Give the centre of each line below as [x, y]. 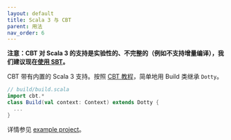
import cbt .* [26, 96]
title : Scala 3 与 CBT [39, 20]
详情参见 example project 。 [46, 129]
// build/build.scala [38, 90]
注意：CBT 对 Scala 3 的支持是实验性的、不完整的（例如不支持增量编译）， [113, 53]
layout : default [30, 13]
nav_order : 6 [26, 33]
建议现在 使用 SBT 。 [41, 62]
